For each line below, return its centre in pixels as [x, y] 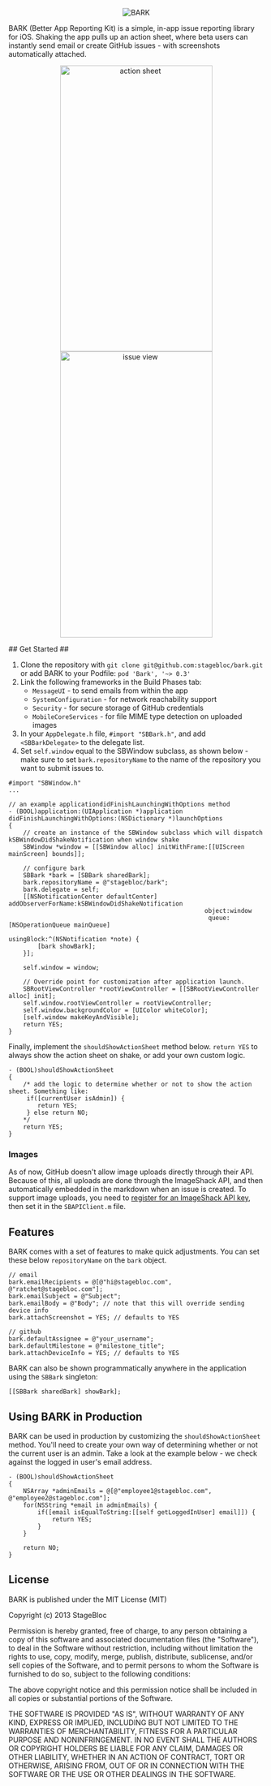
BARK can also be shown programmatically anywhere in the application [128, 1368]
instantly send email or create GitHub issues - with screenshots [114, 45]
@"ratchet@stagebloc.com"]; [56, 1289]
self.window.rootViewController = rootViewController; [118, 1003]
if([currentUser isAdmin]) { [76, 1099]
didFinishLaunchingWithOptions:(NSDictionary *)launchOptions [116, 819]
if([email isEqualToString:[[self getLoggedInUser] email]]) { [146, 1512]
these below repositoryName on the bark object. [88, 1260]
